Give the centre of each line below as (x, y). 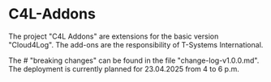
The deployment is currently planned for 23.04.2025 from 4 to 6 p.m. (124, 68)
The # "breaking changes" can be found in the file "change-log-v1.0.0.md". (134, 60)
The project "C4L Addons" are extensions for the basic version (114, 36)
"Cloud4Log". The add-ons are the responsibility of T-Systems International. (136, 44)
